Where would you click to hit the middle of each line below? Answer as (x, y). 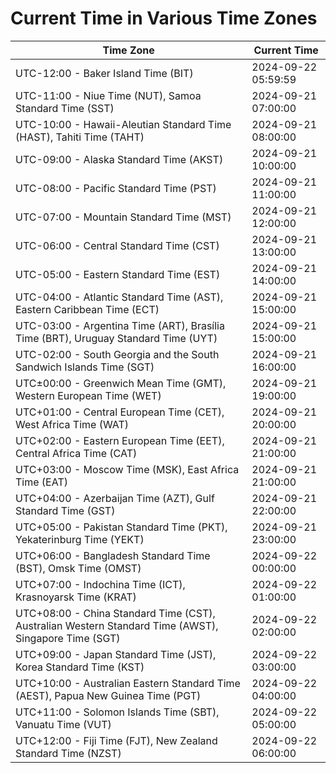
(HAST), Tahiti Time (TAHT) (80, 137)
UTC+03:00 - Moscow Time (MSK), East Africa (127, 469)
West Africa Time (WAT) (72, 424)
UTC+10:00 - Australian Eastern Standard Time (128, 683)
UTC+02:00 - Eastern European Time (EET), (120, 440)
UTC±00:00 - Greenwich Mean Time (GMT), (121, 383)
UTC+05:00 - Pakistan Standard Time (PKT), (121, 527)
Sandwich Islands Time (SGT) (85, 367)
